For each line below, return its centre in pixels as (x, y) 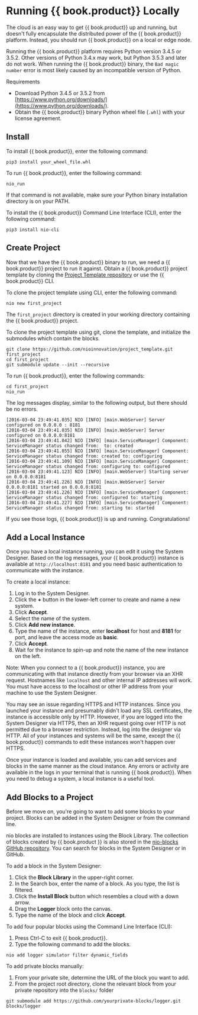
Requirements (23, 82)
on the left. (28, 656)
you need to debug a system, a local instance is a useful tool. (81, 779)
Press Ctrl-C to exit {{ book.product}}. (61, 938)
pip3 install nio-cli (33, 230)
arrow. (22, 903)
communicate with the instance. (45, 571)
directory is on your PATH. (38, 201)
